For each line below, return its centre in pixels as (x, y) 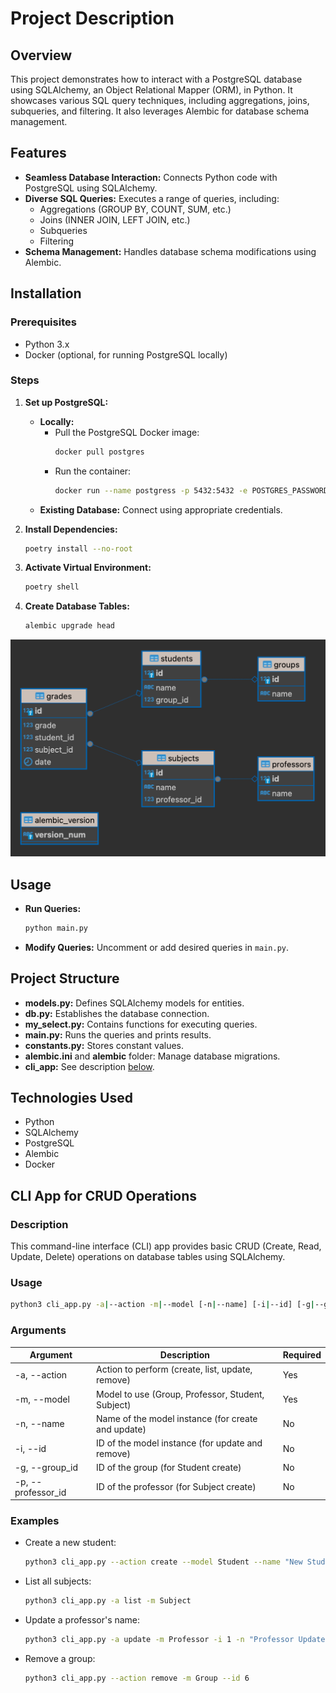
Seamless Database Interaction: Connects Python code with (151, 177)
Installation (46, 293)
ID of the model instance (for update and (179, 1443)
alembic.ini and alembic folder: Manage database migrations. (152, 1056)
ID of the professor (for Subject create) (176, 1487)
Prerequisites (43, 322)
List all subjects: (58, 1581)
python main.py (56, 928)
